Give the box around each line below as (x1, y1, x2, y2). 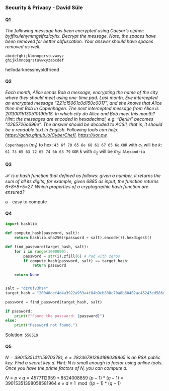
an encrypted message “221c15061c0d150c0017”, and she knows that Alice (5, 100, 162, 106)
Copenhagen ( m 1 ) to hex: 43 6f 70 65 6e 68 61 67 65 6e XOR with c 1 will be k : (5, 142, 162, 149)
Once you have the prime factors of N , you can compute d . (5, 365, 128, 371)
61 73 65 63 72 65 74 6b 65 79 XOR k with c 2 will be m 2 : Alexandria (5, 148, 145, 155)
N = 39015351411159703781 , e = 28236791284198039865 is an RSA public (5, 354, 161, 361)
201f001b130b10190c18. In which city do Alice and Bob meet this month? (5, 111, 155, 117)
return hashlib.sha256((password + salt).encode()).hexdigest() (14, 236, 152, 241)
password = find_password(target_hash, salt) (5, 299, 102, 304)
